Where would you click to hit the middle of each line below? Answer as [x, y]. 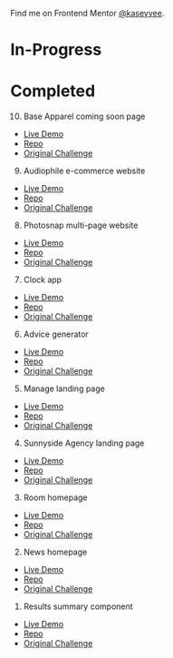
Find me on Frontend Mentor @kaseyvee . [87, 13]
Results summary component [78, 606]
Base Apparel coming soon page [84, 116]
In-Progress [56, 50]
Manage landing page [64, 388]
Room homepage [56, 497]
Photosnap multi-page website [81, 225]
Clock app [43, 280]
